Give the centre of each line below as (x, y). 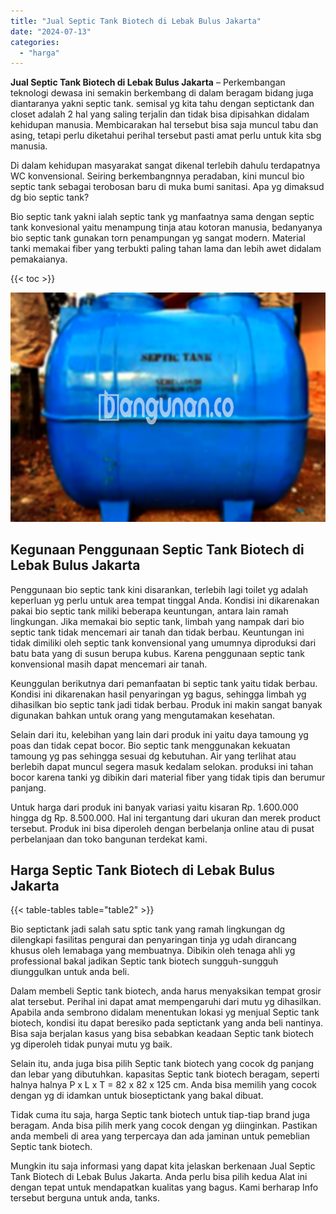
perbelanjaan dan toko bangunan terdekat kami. (109, 839)
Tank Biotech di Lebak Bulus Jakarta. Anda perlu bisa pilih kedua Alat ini (159, 1177)
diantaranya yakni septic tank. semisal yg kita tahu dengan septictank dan (162, 104)
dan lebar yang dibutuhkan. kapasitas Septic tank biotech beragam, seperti (165, 1074)
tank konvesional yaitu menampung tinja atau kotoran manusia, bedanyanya (166, 227)
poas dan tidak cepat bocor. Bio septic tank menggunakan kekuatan (150, 745)
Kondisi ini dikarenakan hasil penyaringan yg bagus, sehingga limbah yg (158, 694)
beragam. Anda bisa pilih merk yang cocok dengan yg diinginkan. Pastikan (164, 1126)
